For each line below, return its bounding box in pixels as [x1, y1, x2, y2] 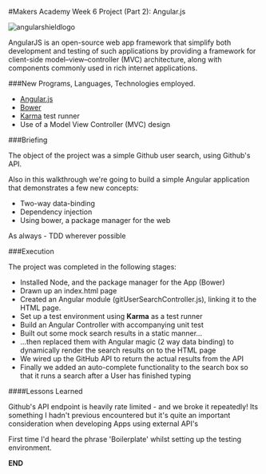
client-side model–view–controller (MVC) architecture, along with [8, 55, 222, 64]
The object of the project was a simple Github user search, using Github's [8, 151, 251, 160]
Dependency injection [19, 207, 93, 217]
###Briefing [8, 135, 48, 145]
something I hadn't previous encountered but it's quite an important [8, 411, 231, 420]
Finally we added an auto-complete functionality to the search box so [19, 363, 249, 372]
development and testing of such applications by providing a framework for [8, 46, 256, 55]
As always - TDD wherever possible [8, 231, 126, 241]
